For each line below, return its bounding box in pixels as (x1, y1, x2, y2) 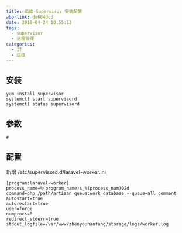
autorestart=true (6, 201, 49, 207)
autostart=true (6, 196, 43, 202)
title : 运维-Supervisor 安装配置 (6, 8, 83, 15)
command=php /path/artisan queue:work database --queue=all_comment (6, 191, 177, 197)
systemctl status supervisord (6, 101, 80, 107)
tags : (6, 25, 19, 31)
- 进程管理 (11, 36, 35, 42)
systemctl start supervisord (6, 96, 77, 102)
